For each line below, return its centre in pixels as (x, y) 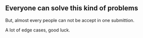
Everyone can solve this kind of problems (72, 8)
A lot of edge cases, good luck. (38, 30)
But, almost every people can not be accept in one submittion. (70, 20)
